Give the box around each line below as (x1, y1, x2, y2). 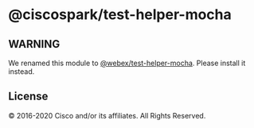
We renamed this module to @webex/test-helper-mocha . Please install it (8, 58, 246, 68)
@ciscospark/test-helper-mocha (8, 6, 233, 24)
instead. (8, 67, 35, 76)
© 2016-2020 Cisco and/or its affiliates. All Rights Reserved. (8, 111, 206, 120)
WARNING (8, 37, 61, 51)
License (8, 90, 49, 103)
